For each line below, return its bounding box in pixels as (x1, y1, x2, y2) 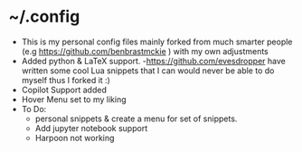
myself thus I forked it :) (21, 74, 110, 85)
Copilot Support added (21, 84, 108, 95)
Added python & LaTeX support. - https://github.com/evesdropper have (21, 55, 286, 66)
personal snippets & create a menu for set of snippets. (34, 113, 238, 124)
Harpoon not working (34, 132, 115, 143)
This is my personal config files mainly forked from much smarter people (21, 36, 293, 47)
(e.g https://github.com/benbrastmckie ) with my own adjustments (21, 45, 269, 56)
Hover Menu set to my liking (21, 93, 127, 105)
